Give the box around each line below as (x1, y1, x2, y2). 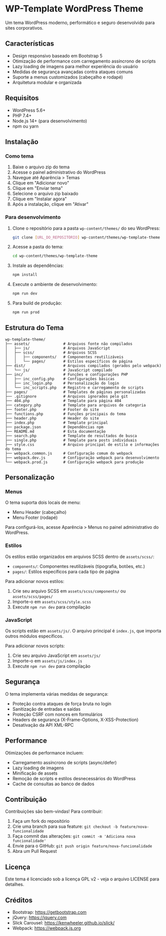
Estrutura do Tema (5, 324, 64, 332)
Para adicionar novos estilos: (5, 578, 65, 584)
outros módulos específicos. (5, 633, 64, 639)
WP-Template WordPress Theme (5, 3, 144, 15)
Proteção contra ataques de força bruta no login (12, 701, 112, 707)
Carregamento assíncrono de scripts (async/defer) (12, 759, 117, 765)
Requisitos (5, 94, 39, 103)
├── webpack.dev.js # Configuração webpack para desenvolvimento (5, 455, 160, 460)
